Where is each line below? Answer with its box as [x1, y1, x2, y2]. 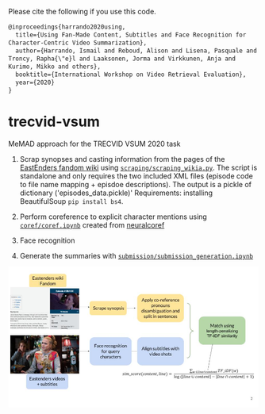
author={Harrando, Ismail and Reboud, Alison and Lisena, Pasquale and [15, 47, 258, 55]
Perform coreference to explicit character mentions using [19, 212, 208, 221]
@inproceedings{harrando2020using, [8, 23, 126, 31]
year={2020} [15, 79, 56, 86]
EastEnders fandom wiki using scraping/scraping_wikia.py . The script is [19, 163, 258, 172]
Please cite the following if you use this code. [8, 7, 156, 16]
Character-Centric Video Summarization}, [8, 39, 148, 47]
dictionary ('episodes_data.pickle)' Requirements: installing [19, 188, 213, 197]
